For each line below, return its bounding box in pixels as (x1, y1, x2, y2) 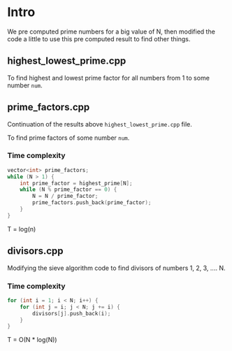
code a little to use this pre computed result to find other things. (7, 34, 191, 43)
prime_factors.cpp (7, 101, 90, 113)
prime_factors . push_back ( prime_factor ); (32, 199, 152, 206)
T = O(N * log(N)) (7, 336, 57, 344)
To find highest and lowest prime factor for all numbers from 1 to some (7, 73, 210, 82)
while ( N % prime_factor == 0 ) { (20, 186, 117, 193)
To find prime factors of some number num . (7, 134, 130, 142)
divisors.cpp (7, 245, 64, 257)
